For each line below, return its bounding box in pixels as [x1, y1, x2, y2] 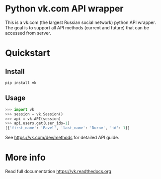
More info [5, 152, 46, 163]
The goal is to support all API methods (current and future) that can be [5, 24, 149, 30]
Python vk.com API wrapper [5, 3, 124, 14]
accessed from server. [5, 30, 51, 36]
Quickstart [5, 48, 51, 59]
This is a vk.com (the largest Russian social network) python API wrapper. [5, 19, 157, 25]
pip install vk [5, 80, 37, 85]
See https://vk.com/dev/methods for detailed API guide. [5, 135, 119, 141]
